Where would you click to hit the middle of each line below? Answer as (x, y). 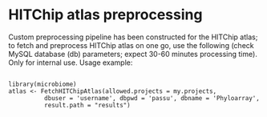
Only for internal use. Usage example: (71, 63)
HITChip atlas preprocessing (105, 15)
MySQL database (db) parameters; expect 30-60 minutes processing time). (133, 54)
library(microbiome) (43, 84)
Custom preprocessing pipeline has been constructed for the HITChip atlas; (133, 37)
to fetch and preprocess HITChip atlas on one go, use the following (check (131, 45)
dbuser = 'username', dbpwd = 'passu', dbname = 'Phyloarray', (152, 98)
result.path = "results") (87, 105)
